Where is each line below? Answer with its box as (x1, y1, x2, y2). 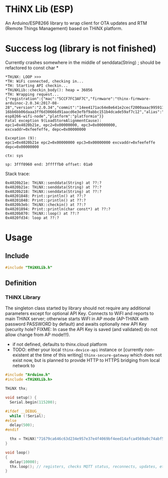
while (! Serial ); (9, 413, 46, 418)
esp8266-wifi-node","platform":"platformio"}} (5, 113, 104, 118)
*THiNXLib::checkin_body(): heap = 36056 (5, 87, 93, 92)
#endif (5, 427, 19, 432)
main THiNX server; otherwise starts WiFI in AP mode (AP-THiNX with (5, 316, 149, 322)
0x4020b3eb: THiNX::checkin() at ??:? (5, 202, 86, 207)
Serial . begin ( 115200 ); (9, 399, 57, 404)
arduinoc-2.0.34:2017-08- (5, 100, 59, 105)
